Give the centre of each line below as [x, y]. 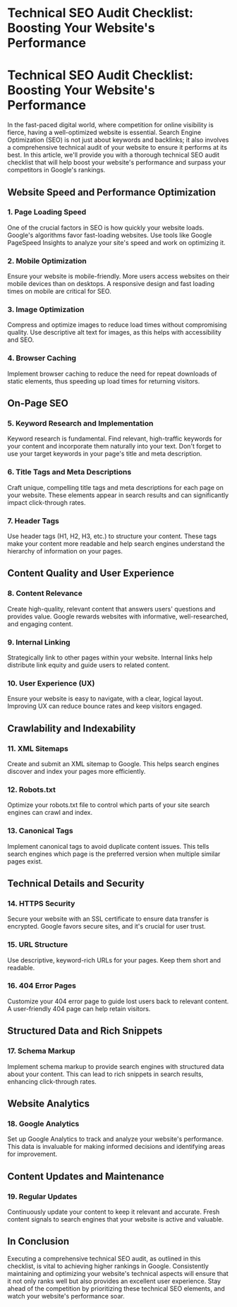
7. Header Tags [34, 520]
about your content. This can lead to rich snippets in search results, [105, 1074]
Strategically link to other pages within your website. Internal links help [110, 657]
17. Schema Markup [41, 1051]
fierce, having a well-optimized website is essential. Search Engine [104, 133]
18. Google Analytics [43, 1123]
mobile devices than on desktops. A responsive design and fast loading [111, 284]
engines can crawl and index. [50, 813]
